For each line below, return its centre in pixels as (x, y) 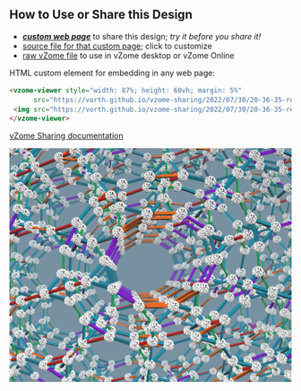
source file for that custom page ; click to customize (117, 46)
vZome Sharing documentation (66, 136)
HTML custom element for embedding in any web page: (112, 73)
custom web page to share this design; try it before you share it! (142, 36)
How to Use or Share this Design (101, 15)
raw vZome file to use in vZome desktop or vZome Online (128, 55)
